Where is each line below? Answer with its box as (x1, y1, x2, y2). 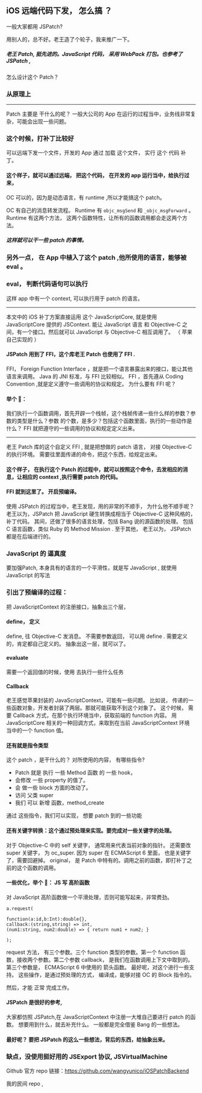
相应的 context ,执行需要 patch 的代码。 (22, 473, 121, 480)
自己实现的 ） (6, 336, 40, 343)
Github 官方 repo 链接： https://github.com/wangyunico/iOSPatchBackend (6, 1067, 189, 1074)
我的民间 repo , (6, 1080, 44, 1087)
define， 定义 (6, 618, 40, 625)
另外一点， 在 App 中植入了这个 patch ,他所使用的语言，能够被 (6, 253, 187, 262)
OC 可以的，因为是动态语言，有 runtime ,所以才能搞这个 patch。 (6, 193, 165, 201)
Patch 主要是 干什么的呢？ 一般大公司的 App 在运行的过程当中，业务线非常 (6, 110, 191, 117)
